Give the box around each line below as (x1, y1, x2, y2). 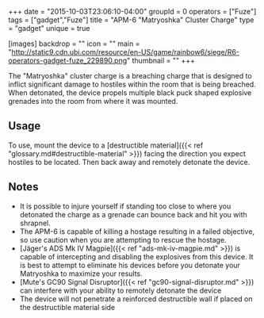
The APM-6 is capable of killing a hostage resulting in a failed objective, (19, 226, 255, 236)
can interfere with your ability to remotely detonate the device (19, 285, 222, 295)
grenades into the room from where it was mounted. (8, 97, 178, 105)
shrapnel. (19, 218, 52, 228)
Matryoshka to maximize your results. (19, 269, 143, 278)
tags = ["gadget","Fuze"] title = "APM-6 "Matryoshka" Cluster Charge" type (8, 15, 254, 25)
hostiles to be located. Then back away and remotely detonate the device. (8, 157, 251, 167)
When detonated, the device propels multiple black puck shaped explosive (8, 88, 252, 98)
